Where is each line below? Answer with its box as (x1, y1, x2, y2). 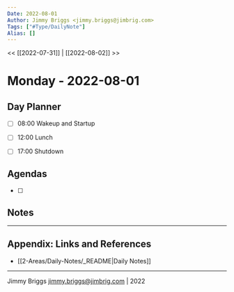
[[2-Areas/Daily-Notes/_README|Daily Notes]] (17, 256, 151, 265)
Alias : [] (7, 29, 36, 37)
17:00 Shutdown (17, 147, 64, 155)
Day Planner (7, 100, 61, 112)
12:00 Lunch (17, 133, 54, 141)
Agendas (7, 168, 47, 180)
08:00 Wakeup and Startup (17, 119, 95, 128)
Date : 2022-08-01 (7, 10, 58, 17)
